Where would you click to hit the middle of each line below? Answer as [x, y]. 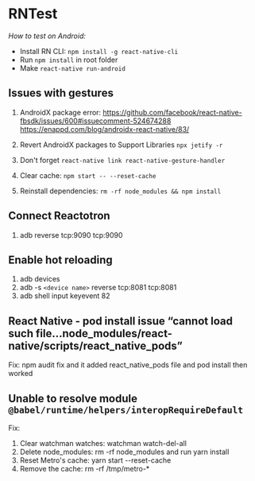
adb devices [40, 279]
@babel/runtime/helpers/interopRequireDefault [126, 410]
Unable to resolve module [73, 398]
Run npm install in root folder [69, 60]
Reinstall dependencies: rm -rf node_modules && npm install [120, 191]
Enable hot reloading [60, 260]
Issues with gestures [61, 93]
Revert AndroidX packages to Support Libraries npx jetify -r [121, 145]
